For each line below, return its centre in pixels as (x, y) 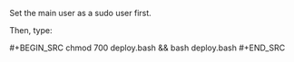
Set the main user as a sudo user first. (80, 13)
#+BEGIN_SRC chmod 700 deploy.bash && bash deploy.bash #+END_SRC (147, 48)
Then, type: (31, 30)
